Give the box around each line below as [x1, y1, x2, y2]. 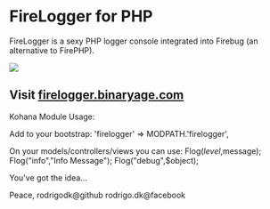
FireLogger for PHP [9, 6, 153, 27]
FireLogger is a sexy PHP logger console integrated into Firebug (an [9, 36, 258, 46]
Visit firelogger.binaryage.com [9, 87, 184, 103]
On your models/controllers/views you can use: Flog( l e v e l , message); [9, 145, 262, 157]
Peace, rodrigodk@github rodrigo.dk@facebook [9, 189, 185, 200]
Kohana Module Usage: [9, 111, 95, 122]
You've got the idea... [9, 172, 87, 183]
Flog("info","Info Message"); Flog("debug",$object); [9, 155, 199, 165]
